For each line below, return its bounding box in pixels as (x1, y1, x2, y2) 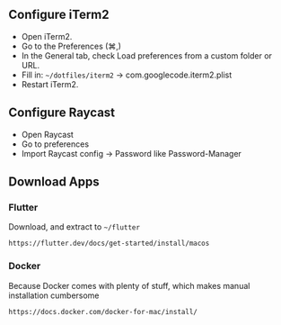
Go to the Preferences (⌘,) (21, 41, 122, 51)
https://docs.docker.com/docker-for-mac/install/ (8, 307, 198, 316)
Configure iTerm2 (8, 7, 110, 23)
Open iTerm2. (21, 31, 73, 41)
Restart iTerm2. (21, 78, 79, 89)
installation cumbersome (8, 290, 100, 301)
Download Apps (8, 175, 100, 190)
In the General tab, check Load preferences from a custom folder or (21, 50, 273, 61)
